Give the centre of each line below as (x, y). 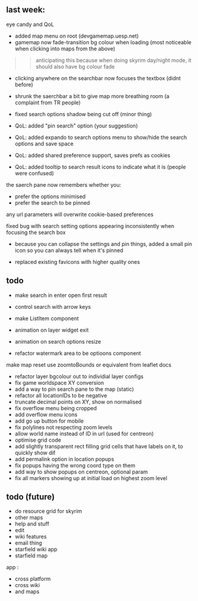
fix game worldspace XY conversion (59, 383)
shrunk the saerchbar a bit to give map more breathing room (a (92, 96)
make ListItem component (47, 318)
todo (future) (30, 497)
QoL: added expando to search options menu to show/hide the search (101, 137)
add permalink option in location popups (64, 459)
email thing (28, 543)
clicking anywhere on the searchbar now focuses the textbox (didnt (98, 78)
